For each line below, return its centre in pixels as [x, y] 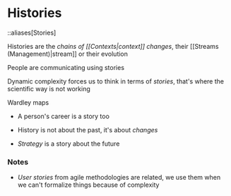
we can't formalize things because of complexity [88, 185]
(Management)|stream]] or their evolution [68, 54]
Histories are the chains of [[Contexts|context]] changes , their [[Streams [113, 46]
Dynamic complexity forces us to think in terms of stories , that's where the [116, 81]
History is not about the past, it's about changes [88, 129]
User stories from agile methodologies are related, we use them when [119, 178]
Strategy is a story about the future [69, 144]
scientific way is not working [49, 88]
